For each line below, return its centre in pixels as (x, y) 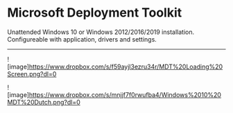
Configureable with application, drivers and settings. (82, 39)
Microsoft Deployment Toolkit (95, 13)
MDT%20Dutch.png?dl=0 (44, 102)
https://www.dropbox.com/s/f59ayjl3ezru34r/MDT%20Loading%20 (126, 67)
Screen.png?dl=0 (32, 73)
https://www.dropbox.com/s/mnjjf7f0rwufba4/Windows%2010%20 (125, 94)
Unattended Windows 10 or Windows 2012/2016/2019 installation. (101, 32)
